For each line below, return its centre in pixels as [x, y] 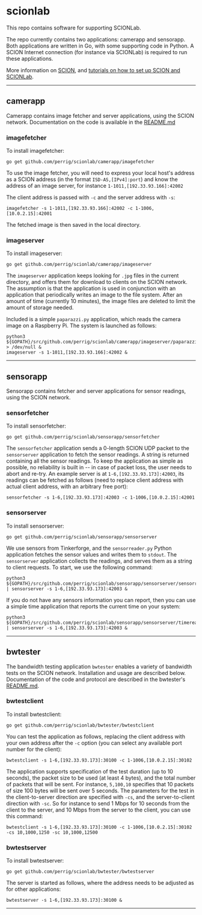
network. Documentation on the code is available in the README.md [91, 122]
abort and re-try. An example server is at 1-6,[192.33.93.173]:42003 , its [95, 474]
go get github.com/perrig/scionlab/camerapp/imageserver [79, 265]
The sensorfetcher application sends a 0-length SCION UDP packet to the [98, 448]
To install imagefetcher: [35, 151]
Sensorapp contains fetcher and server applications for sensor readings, [96, 391]
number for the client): [34, 749]
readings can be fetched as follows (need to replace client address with [95, 480]
